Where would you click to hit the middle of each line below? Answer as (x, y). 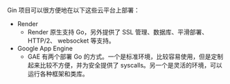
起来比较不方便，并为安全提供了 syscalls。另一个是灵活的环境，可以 (125, 65)
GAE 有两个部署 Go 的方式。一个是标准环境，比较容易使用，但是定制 (125, 56)
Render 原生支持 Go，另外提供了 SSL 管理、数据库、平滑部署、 (118, 32)
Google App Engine (45, 48)
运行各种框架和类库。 (58, 74)
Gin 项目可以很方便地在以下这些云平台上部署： (74, 10)
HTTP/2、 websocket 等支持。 (71, 41)
